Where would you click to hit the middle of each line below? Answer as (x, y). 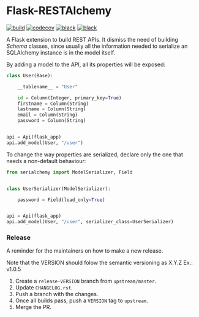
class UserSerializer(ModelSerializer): (59, 189)
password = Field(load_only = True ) (61, 200)
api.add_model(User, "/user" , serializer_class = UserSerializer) (90, 222)
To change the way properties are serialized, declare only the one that (95, 155)
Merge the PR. (33, 307)
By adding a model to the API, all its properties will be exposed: (86, 64)
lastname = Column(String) (52, 109)
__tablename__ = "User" (48, 86)
